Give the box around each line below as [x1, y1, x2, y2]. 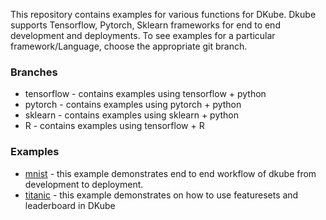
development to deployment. [24, 178, 144, 190]
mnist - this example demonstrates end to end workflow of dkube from [24, 167, 317, 179]
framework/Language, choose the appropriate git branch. [10, 40, 248, 52]
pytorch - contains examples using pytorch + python [24, 99, 242, 111]
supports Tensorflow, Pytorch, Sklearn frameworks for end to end [10, 19, 281, 31]
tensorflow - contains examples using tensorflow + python [24, 88, 267, 100]
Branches [10, 65, 58, 79]
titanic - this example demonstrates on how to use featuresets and [24, 189, 299, 201]
